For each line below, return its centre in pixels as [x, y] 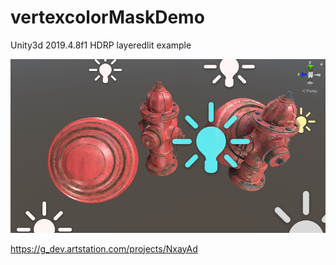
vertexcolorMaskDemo [107, 17]
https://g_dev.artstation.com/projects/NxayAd [104, 248]
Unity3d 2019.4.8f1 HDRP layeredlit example [101, 45]
